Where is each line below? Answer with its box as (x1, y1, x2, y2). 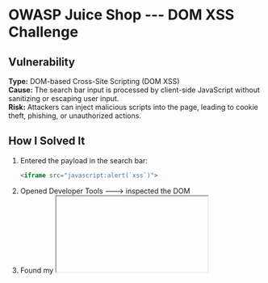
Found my (19, 265, 54, 275)
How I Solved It (8, 134, 86, 148)
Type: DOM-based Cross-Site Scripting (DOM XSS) (8, 77, 180, 86)
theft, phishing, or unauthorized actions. (8, 111, 141, 120)
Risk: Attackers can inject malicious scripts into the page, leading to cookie (8, 103, 258, 112)
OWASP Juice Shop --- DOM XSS (8, 6, 235, 24)
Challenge (8, 23, 79, 41)
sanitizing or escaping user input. (8, 94, 119, 103)
